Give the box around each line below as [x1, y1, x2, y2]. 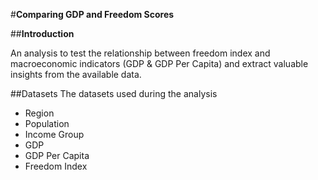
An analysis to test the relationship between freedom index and [10, 47, 271, 59]
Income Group [24, 129, 85, 140]
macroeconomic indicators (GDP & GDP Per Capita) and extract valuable [10, 58, 309, 69]
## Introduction [10, 28, 75, 39]
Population [24, 118, 70, 129]
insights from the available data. [10, 69, 142, 80]
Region [24, 107, 55, 119]
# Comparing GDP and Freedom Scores [10, 9, 175, 20]
